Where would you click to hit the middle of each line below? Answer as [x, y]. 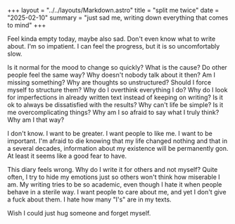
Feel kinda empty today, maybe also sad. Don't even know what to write [112, 39]
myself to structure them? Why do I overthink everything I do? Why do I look [118, 90]
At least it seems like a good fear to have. [67, 156]
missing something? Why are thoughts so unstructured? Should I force [109, 82]
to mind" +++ [27, 25]
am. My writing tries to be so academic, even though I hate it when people [115, 185]
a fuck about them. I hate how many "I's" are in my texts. [89, 199]
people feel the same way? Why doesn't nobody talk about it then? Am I [112, 75]
